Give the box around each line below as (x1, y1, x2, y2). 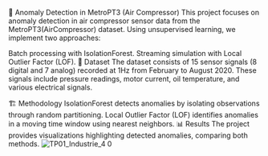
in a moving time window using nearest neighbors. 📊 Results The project (8, 119, 250, 128)
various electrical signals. (8, 82, 93, 92)
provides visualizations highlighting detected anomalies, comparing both (8, 130, 249, 140)
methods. (8, 139, 40, 148)
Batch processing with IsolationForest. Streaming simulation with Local (8, 49, 242, 58)
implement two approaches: (8, 33, 101, 42)
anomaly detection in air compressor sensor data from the (8, 16, 201, 26)
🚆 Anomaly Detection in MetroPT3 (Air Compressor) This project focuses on (8, 8, 259, 17)
